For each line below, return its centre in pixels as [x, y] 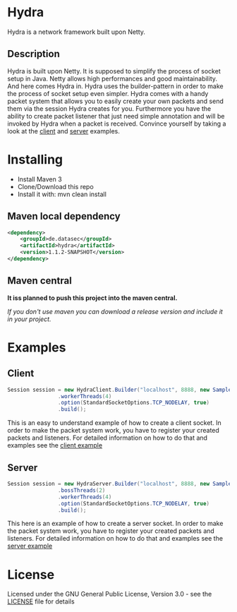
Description [34, 54]
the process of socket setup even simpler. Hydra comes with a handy [108, 93]
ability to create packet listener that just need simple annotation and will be [116, 116]
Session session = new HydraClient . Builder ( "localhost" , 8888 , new [109, 390]
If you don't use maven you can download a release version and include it [115, 311]
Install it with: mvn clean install [62, 194]
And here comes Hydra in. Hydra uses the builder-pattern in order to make [115, 86]
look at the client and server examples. [63, 131]
